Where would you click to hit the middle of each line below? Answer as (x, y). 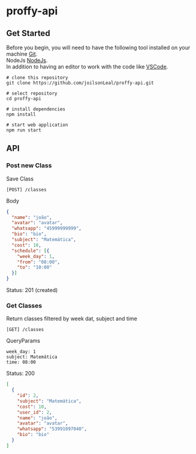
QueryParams (23, 341)
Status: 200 (20, 374)
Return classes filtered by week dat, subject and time (72, 318)
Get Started (28, 33)
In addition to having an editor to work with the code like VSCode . (87, 67)
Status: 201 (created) (32, 290)
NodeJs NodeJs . (27, 60)
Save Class (20, 179)
